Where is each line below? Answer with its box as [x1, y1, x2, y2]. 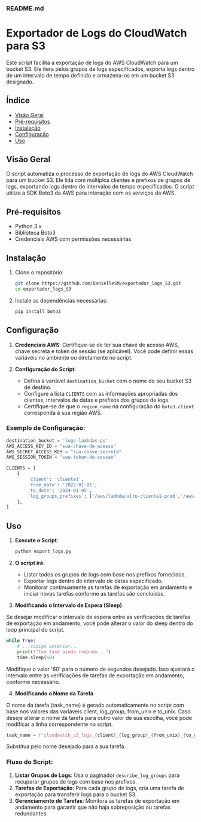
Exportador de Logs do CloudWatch [6, 26, 187, 40]
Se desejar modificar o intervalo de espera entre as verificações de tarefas [6, 614, 191, 621]
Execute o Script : [14, 537, 59, 544]
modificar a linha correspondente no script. [6, 721, 113, 728]
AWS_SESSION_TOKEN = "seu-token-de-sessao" [6, 455, 117, 461]
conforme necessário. [6, 678, 61, 685]
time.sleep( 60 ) [17, 654, 55, 660]
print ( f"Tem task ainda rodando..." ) [17, 648, 111, 655]
